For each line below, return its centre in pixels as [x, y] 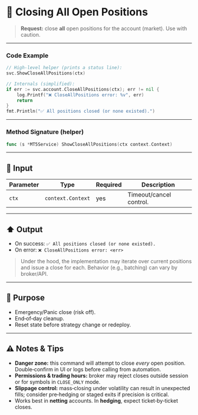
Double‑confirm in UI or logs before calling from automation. [88, 369]
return [25, 100]
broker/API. [34, 274]
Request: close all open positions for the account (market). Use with [104, 28]
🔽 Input [19, 168]
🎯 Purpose [26, 298]
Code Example [27, 55]
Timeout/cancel [149, 195]
